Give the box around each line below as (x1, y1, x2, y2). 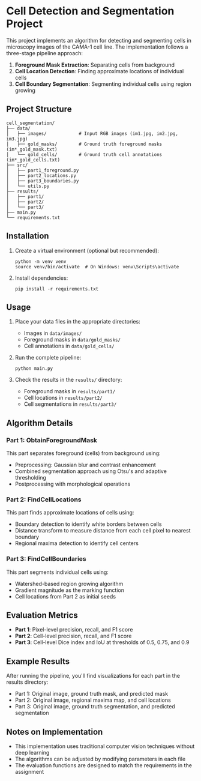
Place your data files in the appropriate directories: (14, 318, 141, 325)
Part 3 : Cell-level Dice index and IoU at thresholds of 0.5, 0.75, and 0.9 (14, 639, 190, 646)
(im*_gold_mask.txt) (6, 146, 58, 152)
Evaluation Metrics (6, 611, 78, 621)
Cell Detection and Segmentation (6, 4, 175, 18)
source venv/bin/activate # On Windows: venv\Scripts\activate (14, 264, 179, 270)
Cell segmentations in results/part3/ (23, 400, 117, 408)
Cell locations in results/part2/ (23, 394, 103, 402)
